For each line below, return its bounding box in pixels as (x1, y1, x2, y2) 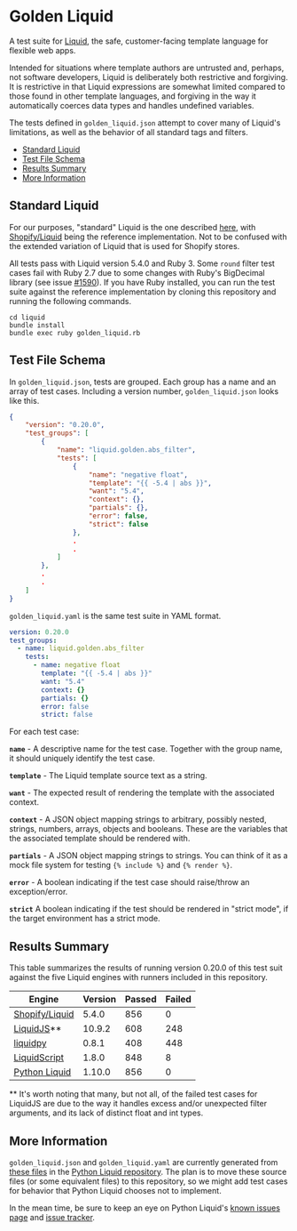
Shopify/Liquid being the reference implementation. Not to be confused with (9, 231, 287, 242)
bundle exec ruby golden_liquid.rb (9, 328, 141, 337)
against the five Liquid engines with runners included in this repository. (9, 972, 269, 983)
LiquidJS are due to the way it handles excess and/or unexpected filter (9, 1098, 268, 1109)
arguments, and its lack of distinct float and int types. (9, 1107, 204, 1118)
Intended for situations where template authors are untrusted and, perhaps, (9, 62, 285, 73)
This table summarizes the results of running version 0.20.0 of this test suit (9, 962, 284, 973)
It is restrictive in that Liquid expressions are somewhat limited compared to (9, 81, 285, 92)
